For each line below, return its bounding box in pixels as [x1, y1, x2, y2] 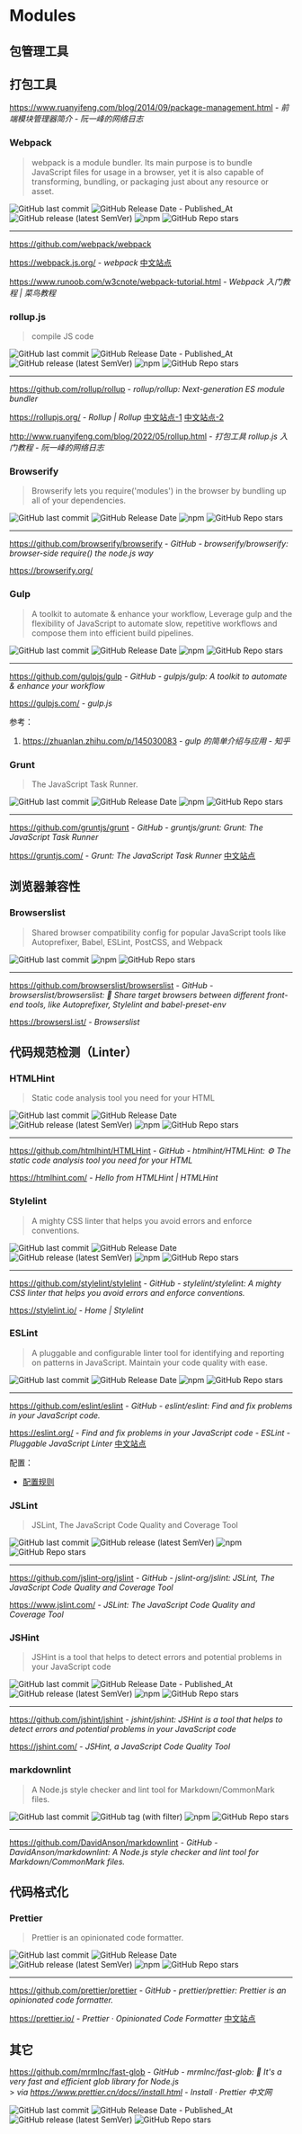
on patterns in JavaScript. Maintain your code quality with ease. [31, 1357, 268, 1368]
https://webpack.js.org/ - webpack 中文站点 [9, 257, 173, 268]
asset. [31, 185, 55, 196]
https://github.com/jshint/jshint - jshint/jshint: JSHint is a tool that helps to [9, 1714, 283, 1725]
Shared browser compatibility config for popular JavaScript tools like [31, 927, 287, 938]
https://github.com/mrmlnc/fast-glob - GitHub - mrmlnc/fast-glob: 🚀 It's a [9, 2067, 282, 2077]
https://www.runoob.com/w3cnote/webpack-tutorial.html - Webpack [9, 276, 265, 287]
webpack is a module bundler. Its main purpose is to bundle [31, 156, 253, 167]
